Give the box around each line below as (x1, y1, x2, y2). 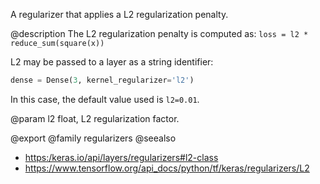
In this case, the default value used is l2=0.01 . (10, 93, 200, 105)
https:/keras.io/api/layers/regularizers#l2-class (24, 151, 219, 163)
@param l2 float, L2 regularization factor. (10, 112, 180, 124)
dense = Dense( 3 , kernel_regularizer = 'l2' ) (10, 75, 195, 85)
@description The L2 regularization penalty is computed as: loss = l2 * (10, 28, 309, 39)
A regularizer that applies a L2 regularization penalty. (10, 9, 229, 20)
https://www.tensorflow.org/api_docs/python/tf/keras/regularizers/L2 (24, 162, 310, 174)
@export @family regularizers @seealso (10, 132, 177, 144)
